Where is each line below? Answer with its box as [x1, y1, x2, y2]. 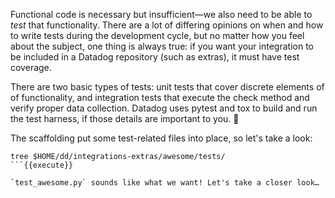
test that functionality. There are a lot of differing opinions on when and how [10, 19, 324, 31]
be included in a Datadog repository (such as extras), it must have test [10, 51, 300, 63]
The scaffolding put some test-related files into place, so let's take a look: [10, 132, 313, 144]
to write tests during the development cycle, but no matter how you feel [10, 30, 305, 41]
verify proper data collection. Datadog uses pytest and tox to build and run [10, 102, 318, 114]
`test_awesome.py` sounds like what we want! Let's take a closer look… [10, 178, 320, 188]
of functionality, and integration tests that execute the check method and [10, 92, 310, 103]
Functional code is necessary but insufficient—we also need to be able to [10, 9, 313, 20]
